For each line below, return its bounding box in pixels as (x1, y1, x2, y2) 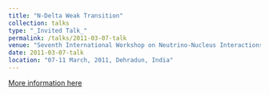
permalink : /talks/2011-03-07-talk (8, 34, 127, 42)
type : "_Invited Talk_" (8, 26, 88, 34)
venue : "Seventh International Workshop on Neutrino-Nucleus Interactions (8, 42, 263, 49)
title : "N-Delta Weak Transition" (8, 11, 124, 20)
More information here (8, 77, 82, 88)
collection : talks (8, 19, 70, 27)
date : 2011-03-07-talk (8, 49, 84, 57)
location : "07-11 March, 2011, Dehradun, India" (8, 57, 174, 65)
